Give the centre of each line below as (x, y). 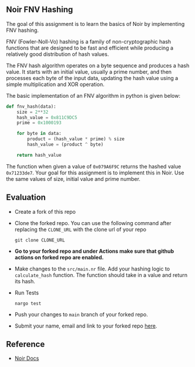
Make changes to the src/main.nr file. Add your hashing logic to (92, 269)
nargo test (28, 303)
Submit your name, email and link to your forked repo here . (86, 326)
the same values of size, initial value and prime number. (73, 178)
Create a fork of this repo (45, 211)
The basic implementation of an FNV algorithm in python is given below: (93, 95)
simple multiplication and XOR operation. (55, 84)
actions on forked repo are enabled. (59, 257)
